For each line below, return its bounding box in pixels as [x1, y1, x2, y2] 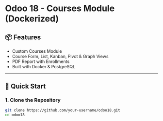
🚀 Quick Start [5, 82, 46, 91]
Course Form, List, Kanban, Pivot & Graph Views [12, 54, 109, 59]
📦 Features [5, 33, 41, 41]
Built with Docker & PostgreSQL [12, 64, 76, 69]
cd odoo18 [5, 112, 25, 117]
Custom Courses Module [12, 48, 62, 54]
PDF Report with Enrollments [12, 59, 70, 64]
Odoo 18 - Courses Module [5, 3, 115, 14]
